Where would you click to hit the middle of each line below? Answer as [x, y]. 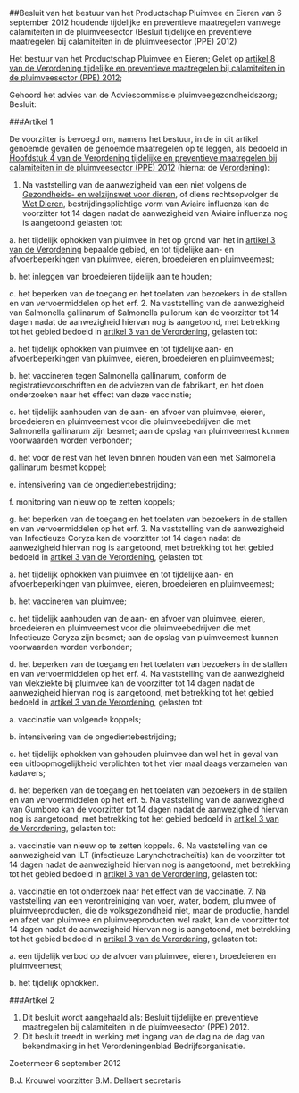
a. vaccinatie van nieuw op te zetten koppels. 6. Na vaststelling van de [138, 846]
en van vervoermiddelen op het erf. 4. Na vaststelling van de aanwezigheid [147, 674]
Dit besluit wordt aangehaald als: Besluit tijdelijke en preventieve [140, 1018]
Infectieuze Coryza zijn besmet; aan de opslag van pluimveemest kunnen [144, 637]
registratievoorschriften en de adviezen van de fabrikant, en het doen [137, 385]
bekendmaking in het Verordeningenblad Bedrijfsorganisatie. [133, 1046]
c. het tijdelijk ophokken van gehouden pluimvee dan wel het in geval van [144, 754]
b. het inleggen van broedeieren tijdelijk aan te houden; [111, 276]
